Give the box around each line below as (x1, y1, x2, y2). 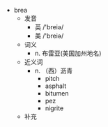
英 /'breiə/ (34, 23, 64, 31)
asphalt (45, 82, 67, 90)
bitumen (45, 89, 69, 97)
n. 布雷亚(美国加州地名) (34, 49, 102, 57)
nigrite (45, 104, 64, 112)
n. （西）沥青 (34, 66, 73, 75)
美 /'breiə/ (34, 31, 64, 40)
